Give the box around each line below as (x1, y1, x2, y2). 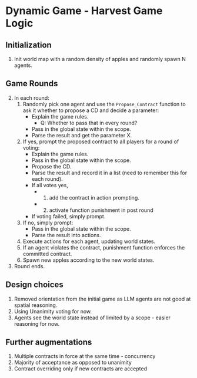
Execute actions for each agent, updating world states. (22, 238, 156, 245)
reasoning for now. (14, 320, 60, 327)
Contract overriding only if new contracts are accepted (14, 365, 148, 372)
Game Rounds (5, 79, 58, 89)
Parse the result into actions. (31, 231, 101, 238)
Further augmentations (5, 338, 92, 347)
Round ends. (14, 262, 45, 269)
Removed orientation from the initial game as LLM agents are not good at (14, 295, 191, 302)
